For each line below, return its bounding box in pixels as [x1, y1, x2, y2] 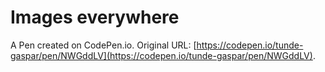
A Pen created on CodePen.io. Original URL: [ [10, 39, 197, 51]
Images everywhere [10, 6, 180, 29]
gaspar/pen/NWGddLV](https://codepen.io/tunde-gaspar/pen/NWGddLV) [10, 49, 313, 61]
